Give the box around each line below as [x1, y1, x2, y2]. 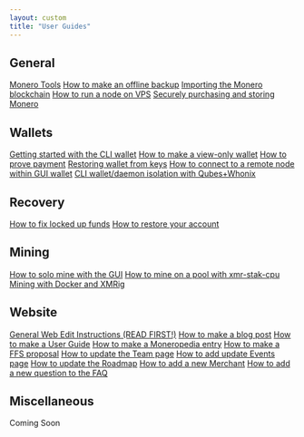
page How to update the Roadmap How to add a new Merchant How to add [9, 357, 290, 368]
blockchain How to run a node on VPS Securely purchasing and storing [9, 89, 275, 100]
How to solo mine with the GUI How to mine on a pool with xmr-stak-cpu [9, 268, 280, 279]
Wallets [9, 124, 53, 141]
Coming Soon [9, 418, 61, 429]
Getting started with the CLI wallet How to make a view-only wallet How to [9, 149, 288, 160]
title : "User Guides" [9, 22, 92, 31]
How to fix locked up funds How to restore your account [9, 218, 220, 229]
